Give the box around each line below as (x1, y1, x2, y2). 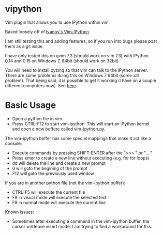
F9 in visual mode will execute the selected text (12, 194, 107, 200)
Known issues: (5, 209, 34, 215)
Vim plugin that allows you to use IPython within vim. (5, 19, 110, 25)
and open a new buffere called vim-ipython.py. (12, 126, 105, 132)
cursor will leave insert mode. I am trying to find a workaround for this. (12, 223, 152, 229)
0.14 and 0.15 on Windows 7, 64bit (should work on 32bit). (5, 58, 120, 63)
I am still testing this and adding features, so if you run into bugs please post (5, 38, 157, 44)
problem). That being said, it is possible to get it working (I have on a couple (5, 78, 156, 83)
